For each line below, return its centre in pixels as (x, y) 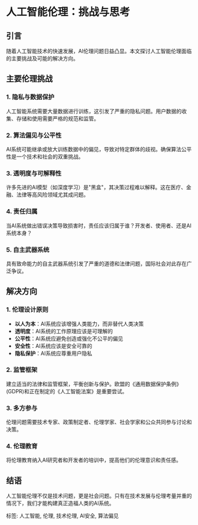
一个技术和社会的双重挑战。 (50, 156)
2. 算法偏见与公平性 (34, 135)
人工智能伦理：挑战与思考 (68, 12)
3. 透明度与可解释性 (34, 173)
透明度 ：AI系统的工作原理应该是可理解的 (64, 331)
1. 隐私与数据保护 (30, 97)
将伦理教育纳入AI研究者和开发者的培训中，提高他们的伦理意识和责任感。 (94, 460)
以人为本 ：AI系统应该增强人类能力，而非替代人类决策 (79, 324)
